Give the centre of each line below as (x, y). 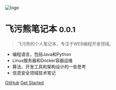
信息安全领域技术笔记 (34, 73)
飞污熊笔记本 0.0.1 (40, 29)
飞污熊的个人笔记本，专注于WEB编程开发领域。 (65, 44)
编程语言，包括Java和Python (42, 54)
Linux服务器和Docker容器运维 (42, 60)
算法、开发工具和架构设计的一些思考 (49, 66)
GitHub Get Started (24, 83)
